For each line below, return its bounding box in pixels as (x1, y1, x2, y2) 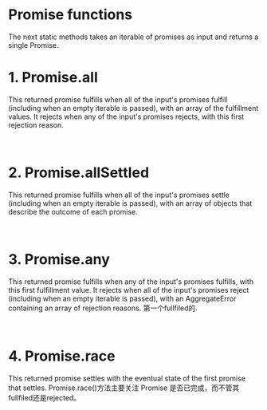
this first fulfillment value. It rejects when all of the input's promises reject (8, 285, 249, 294)
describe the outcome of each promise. (8, 207, 138, 216)
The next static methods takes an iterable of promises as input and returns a (8, 32, 259, 41)
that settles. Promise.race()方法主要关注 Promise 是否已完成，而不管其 (8, 383, 240, 392)
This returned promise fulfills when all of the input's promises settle (8, 190, 230, 199)
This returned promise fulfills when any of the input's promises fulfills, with (8, 277, 253, 286)
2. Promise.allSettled (8, 164, 150, 182)
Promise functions (8, 6, 133, 24)
